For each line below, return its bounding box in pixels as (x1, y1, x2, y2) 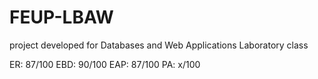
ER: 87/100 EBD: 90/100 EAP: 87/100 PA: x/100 (9, 58, 201, 70)
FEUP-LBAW (9, 6, 114, 29)
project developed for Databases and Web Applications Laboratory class (9, 39, 309, 51)
